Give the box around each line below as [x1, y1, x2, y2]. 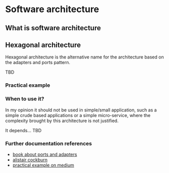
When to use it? [5, 95, 44, 102]
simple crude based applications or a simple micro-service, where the [5, 112, 151, 118]
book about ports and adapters [12, 151, 77, 157]
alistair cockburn [12, 156, 48, 162]
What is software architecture [5, 24, 101, 32]
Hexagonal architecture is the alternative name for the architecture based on [5, 54, 164, 60]
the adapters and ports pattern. [5, 60, 71, 66]
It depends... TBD [5, 127, 42, 133]
